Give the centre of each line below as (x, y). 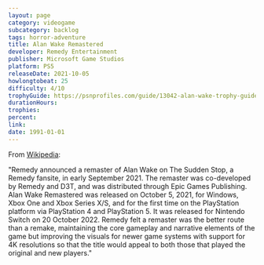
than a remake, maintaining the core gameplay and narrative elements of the (132, 227)
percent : (22, 118)
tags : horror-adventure (47, 37)
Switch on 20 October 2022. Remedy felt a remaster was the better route (126, 220)
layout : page (29, 15)
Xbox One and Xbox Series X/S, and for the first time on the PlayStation (124, 203)
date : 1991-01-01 (37, 132)
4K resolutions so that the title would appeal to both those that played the (127, 245)
